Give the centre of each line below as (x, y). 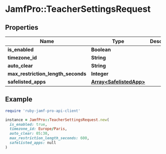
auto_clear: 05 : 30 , (30, 134)
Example (19, 99)
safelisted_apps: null (33, 143)
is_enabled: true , (29, 124)
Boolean (101, 50)
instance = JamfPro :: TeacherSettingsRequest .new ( (57, 120)
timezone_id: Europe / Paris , (39, 129)
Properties (22, 27)
